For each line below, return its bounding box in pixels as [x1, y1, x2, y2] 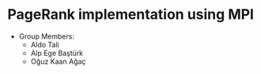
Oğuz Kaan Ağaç [30, 57, 86, 66]
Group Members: [18, 31, 74, 41]
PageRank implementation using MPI [7, 6, 255, 24]
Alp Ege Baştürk [30, 48, 84, 57]
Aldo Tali [30, 39, 60, 49]
